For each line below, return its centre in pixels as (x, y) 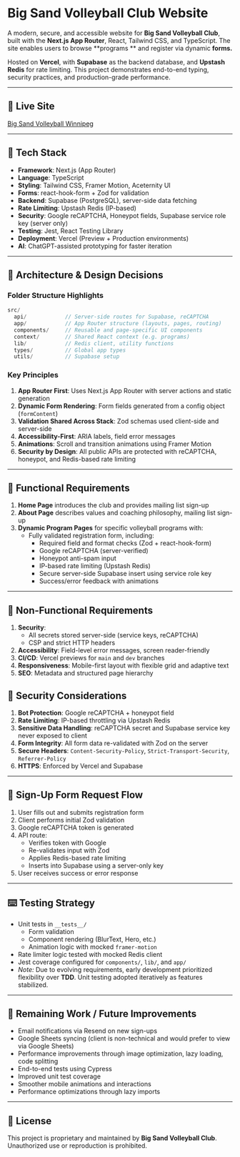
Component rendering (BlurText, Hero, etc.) (92, 939)
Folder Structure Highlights (56, 295)
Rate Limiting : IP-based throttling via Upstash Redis (94, 720)
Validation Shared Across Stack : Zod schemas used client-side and (118, 421)
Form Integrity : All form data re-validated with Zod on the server (113, 743)
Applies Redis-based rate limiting (77, 858)
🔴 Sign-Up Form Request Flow (75, 795)
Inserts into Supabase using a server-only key (96, 865)
